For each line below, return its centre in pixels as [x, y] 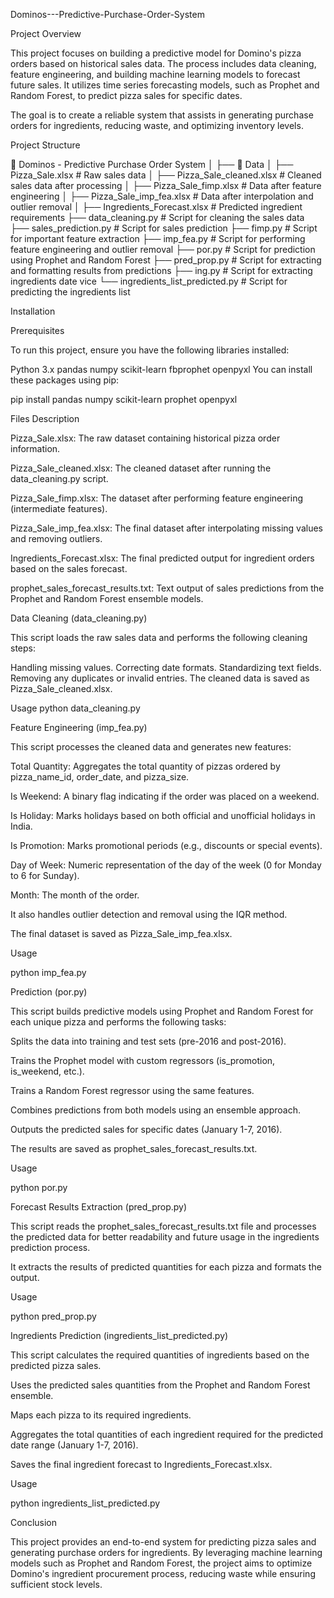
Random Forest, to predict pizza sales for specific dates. [126, 95]
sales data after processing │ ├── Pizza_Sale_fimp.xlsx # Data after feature [166, 185]
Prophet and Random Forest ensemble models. [107, 598]
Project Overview [46, 33]
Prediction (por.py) [49, 992]
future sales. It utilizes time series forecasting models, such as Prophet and [165, 85]
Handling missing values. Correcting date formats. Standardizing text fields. [166, 667]
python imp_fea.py [48, 972]
